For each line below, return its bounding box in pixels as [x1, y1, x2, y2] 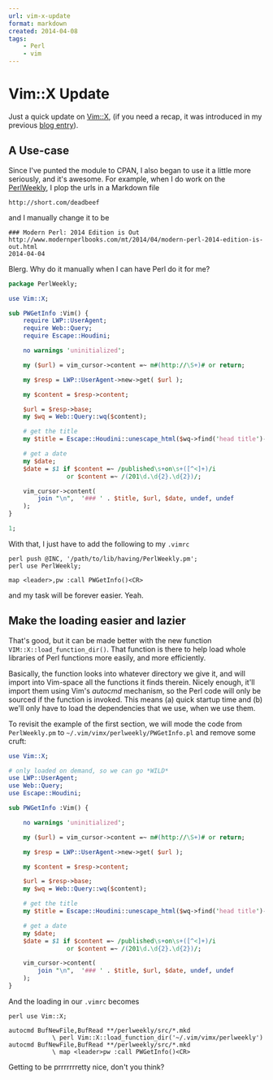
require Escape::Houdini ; [23, 332, 111, 340]
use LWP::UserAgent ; [8, 774, 79, 782]
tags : [8, 34, 27, 43]
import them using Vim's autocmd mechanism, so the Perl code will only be [8, 686, 262, 695]
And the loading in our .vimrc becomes [8, 996, 140, 1006]
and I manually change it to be [8, 212, 110, 222]
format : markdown [8, 20, 67, 28]
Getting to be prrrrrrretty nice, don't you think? [8, 1062, 165, 1072]
